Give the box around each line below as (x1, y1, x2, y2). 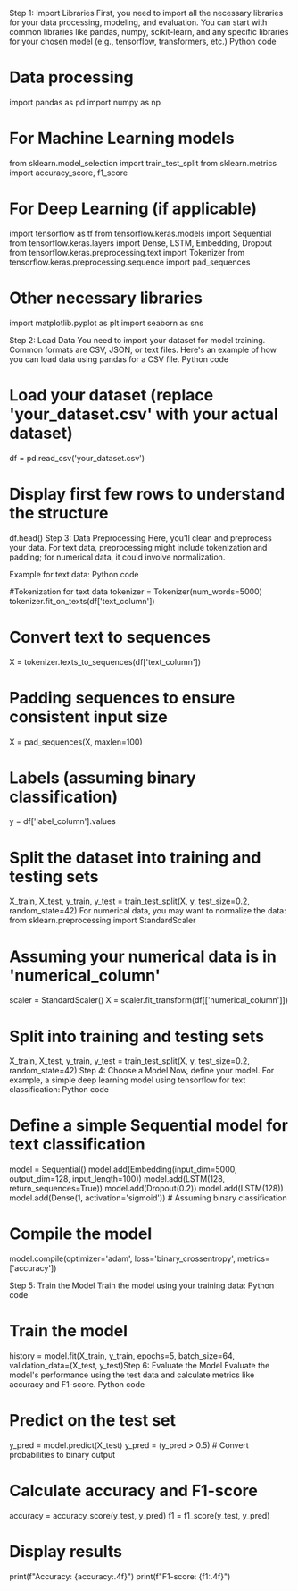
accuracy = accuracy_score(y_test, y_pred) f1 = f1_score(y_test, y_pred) (9, 1510, 270, 1520)
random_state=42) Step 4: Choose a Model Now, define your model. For (9, 1065, 275, 1076)
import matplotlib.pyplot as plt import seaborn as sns (9, 317, 203, 328)
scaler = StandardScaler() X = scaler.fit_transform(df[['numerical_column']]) (9, 995, 288, 1006)
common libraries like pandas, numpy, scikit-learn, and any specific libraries (9, 27, 289, 37)
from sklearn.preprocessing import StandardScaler (9, 915, 196, 926)
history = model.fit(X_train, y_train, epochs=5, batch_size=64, (9, 1351, 235, 1361)
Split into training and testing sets (9, 1026, 265, 1047)
